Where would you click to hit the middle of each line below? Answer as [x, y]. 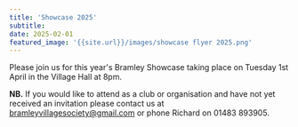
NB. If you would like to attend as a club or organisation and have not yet [142, 94]
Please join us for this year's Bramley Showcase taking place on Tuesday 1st [149, 67]
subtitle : [28, 26]
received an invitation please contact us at [87, 104]
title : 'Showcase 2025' [53, 17]
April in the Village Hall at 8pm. [66, 77]
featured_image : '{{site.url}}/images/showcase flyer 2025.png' [131, 42]
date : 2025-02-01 [41, 34]
